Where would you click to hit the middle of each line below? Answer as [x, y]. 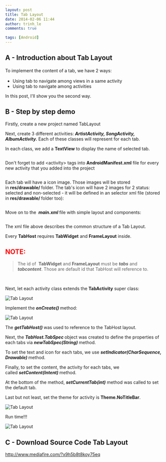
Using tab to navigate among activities [52, 86]
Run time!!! [16, 417]
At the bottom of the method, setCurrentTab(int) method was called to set [82, 382]
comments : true [21, 29]
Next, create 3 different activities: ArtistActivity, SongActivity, [70, 133]
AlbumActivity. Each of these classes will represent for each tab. [72, 139]
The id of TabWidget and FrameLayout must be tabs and [77, 264]
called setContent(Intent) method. [41, 373]
